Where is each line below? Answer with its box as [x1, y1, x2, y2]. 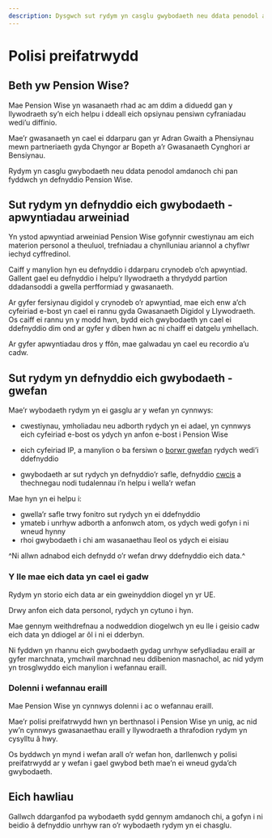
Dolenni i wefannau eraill [8, 683, 108, 694]
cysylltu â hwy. [8, 734, 58, 743]
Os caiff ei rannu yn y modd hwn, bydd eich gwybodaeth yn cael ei [8, 315, 232, 324]
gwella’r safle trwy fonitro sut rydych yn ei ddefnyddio [19, 510, 201, 519]
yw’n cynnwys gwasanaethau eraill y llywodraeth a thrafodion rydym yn [8, 725, 248, 734]
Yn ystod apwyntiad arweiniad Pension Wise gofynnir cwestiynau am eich [8, 232, 255, 242]
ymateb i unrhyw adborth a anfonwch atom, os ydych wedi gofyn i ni [19, 518, 249, 528]
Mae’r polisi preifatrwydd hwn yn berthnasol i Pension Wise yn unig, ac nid [8, 717, 257, 726]
